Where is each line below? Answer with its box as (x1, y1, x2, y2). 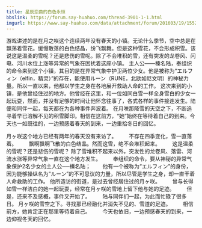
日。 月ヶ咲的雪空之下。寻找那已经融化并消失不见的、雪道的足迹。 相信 (6, 200, 194, 208)
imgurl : (6, 20, 26, 26)
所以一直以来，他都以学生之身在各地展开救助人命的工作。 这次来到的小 (16, 82, 192, 90)
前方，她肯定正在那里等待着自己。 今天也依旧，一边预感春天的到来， (6, 208, 187, 215)
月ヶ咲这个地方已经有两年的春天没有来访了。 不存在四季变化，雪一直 (6, 133, 187, 140)
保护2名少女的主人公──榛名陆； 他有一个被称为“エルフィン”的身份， (11, 163, 192, 170)
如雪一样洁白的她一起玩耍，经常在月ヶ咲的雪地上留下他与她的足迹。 (6, 185, 175, 193)
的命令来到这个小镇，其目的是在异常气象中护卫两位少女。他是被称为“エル (6, 67, 188, 75)
